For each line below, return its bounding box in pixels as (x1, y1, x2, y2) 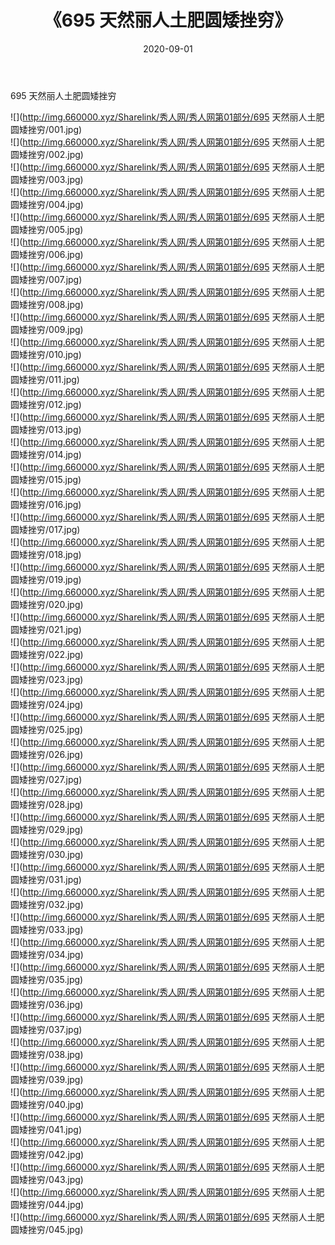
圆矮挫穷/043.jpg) (10, 1173, 84, 1185)
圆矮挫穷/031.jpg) (10, 873, 82, 885)
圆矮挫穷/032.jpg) (10, 898, 84, 910)
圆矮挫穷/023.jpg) (10, 673, 84, 685)
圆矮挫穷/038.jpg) (10, 1048, 84, 1060)
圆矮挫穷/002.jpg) (10, 148, 84, 160)
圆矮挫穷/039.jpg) (10, 1073, 84, 1085)
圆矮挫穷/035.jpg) (10, 973, 84, 985)
